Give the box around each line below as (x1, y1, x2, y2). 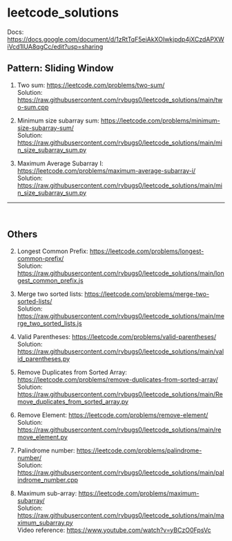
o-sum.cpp (17, 102, 49, 111)
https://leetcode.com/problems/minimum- (101, 116, 220, 125)
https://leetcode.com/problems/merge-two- (84, 289, 209, 298)
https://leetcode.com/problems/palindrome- (76, 446, 202, 455)
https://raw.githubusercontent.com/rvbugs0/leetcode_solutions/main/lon (17, 268, 224, 277)
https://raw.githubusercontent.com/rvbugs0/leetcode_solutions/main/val (17, 347, 224, 356)
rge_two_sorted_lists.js (17, 319, 82, 327)
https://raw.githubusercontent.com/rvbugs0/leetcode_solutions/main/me (17, 311, 224, 320)
